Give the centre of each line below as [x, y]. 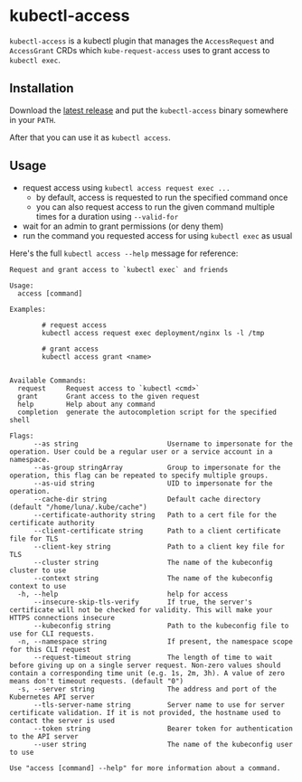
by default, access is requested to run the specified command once [162, 197]
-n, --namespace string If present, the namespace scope [156, 641]
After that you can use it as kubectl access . [90, 137]
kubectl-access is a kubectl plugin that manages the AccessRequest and [142, 41]
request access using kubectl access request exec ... [126, 187]
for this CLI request [50, 649]
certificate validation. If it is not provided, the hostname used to [145, 712]
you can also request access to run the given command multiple [156, 207]
